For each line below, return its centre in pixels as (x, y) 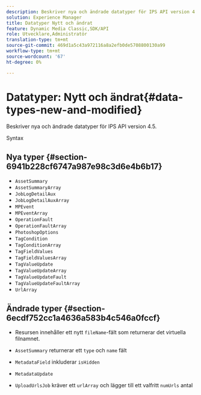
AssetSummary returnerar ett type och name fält (71, 351)
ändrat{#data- (147, 97)
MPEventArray (31, 213)
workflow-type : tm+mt (33, 51)
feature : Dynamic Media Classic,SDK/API (58, 29)
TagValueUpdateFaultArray (47, 284)
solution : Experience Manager (44, 17)
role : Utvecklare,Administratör (47, 34)
